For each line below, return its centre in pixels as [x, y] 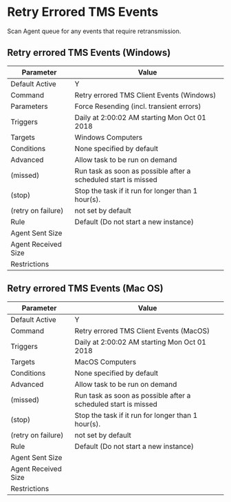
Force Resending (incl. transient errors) [138, 106]
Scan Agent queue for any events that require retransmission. [94, 31]
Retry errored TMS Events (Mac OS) [85, 289]
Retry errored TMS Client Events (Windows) [145, 95]
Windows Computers [109, 137]
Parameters [29, 106]
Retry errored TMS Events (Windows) [89, 53]
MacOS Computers [105, 361]
